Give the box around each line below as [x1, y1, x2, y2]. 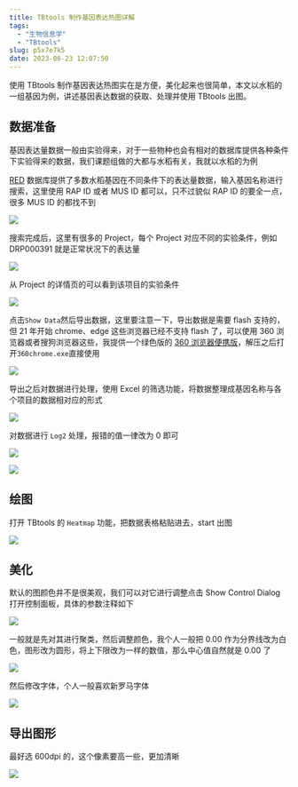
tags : [9, 21, 29, 30]
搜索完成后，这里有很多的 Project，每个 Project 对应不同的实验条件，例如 [9, 232, 278, 242]
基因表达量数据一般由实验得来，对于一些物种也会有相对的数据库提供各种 [9, 144, 273, 155]
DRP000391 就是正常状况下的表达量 [9, 243, 140, 254]
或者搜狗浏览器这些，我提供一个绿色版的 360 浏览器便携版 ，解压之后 [24, 337, 278, 347]
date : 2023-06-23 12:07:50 [9, 54, 109, 63]
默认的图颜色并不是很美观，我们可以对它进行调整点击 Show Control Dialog [9, 587, 281, 598]
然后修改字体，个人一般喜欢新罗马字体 [9, 680, 149, 691]
